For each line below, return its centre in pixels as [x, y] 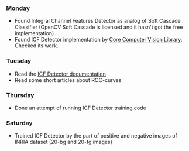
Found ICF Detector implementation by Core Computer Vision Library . [98, 40]
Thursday [20, 95]
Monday [18, 8]
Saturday [20, 123]
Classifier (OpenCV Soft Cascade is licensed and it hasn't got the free [99, 27]
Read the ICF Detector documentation [60, 74]
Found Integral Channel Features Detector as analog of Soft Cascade [98, 21]
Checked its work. [36, 46]
